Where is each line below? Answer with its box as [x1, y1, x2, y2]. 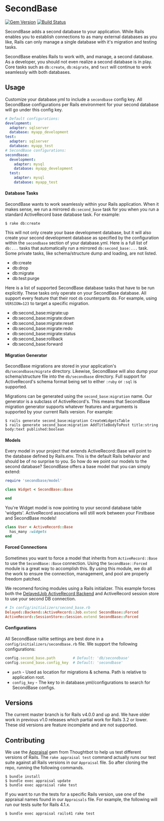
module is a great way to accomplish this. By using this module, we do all [5, 565, 152, 571]
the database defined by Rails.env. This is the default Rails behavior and [5, 453, 150, 459]
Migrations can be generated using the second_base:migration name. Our [5, 393, 152, 399]
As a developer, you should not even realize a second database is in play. [5, 59, 152, 65]
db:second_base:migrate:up [12, 310, 69, 316]
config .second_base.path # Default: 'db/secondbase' [5, 655, 130, 660]
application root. [12, 674, 45, 680]
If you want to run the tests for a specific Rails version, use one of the [5, 791, 145, 797]
